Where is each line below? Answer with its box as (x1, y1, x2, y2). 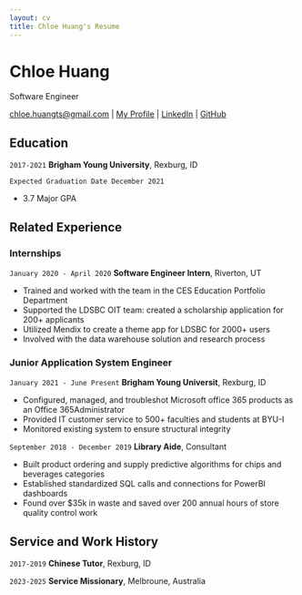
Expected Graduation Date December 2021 (9, 177, 166, 187)
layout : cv (9, 13, 51, 23)
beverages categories (22, 468, 106, 479)
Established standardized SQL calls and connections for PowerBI (22, 478, 267, 489)
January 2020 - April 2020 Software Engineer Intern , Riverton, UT (9, 267, 262, 278)
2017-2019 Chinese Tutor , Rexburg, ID (9, 558, 152, 569)
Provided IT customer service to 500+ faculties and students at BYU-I (22, 414, 285, 425)
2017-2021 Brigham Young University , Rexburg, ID (9, 159, 198, 170)
